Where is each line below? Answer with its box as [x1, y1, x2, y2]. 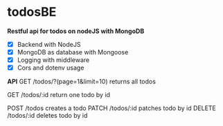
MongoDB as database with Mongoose [17, 48, 129, 56]
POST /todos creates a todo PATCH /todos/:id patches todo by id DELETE [7, 104, 216, 112]
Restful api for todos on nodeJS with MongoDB [7, 27, 145, 35]
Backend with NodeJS [17, 40, 81, 48]
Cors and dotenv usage [17, 63, 84, 72]
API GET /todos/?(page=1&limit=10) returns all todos [7, 77, 156, 86]
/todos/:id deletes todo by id [7, 112, 88, 120]
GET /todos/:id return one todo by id [7, 91, 111, 99]
